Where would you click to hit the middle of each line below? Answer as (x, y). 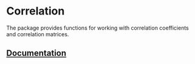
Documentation (36, 53)
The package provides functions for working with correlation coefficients (98, 28)
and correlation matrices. (38, 34)
